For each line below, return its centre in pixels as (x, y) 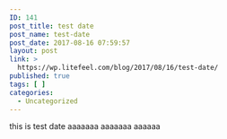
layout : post (34, 51)
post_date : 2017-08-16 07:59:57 (70, 43)
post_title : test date (52, 26)
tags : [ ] (28, 84)
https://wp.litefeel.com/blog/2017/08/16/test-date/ (118, 68)
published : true (39, 76)
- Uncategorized (48, 101)
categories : (31, 92)
